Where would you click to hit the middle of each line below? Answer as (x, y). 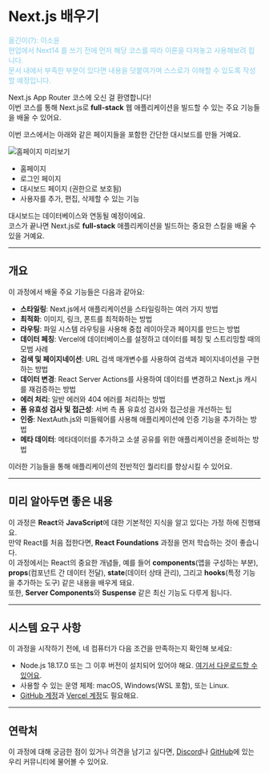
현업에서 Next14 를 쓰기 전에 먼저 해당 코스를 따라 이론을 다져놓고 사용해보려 (127, 50)
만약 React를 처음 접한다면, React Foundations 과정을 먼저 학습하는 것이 (123, 542)
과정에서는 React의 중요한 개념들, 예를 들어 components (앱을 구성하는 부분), (137, 562)
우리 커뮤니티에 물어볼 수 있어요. (59, 762)
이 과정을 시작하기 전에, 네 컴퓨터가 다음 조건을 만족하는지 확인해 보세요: (120, 648)
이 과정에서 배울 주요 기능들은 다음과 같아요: (77, 292)
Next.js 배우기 (54, 16)
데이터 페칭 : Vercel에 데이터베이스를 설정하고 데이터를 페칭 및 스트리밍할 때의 (140, 338)
